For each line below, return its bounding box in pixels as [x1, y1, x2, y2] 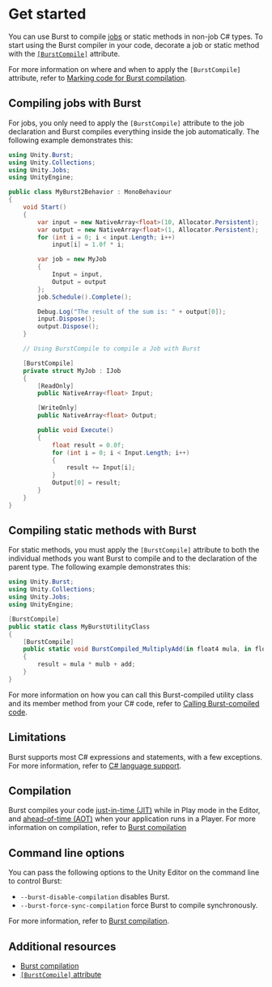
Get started [8, 5, 87, 23]
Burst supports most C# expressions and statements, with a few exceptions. [8, 752, 263, 761]
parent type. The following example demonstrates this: [8, 562, 191, 572]
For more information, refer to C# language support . [8, 760, 182, 770]
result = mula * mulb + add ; [37, 660, 136, 668]
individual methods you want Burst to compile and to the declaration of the [8, 553, 257, 563]
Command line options [8, 846, 125, 860]
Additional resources [8, 939, 117, 953]
